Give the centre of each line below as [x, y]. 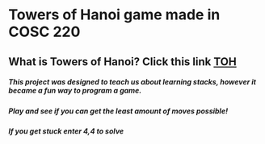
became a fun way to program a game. [75, 91]
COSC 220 [44, 32]
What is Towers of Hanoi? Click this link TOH [122, 62]
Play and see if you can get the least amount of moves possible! [118, 111]
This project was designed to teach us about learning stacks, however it [132, 82]
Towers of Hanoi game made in [114, 15]
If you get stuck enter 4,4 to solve [66, 131]
